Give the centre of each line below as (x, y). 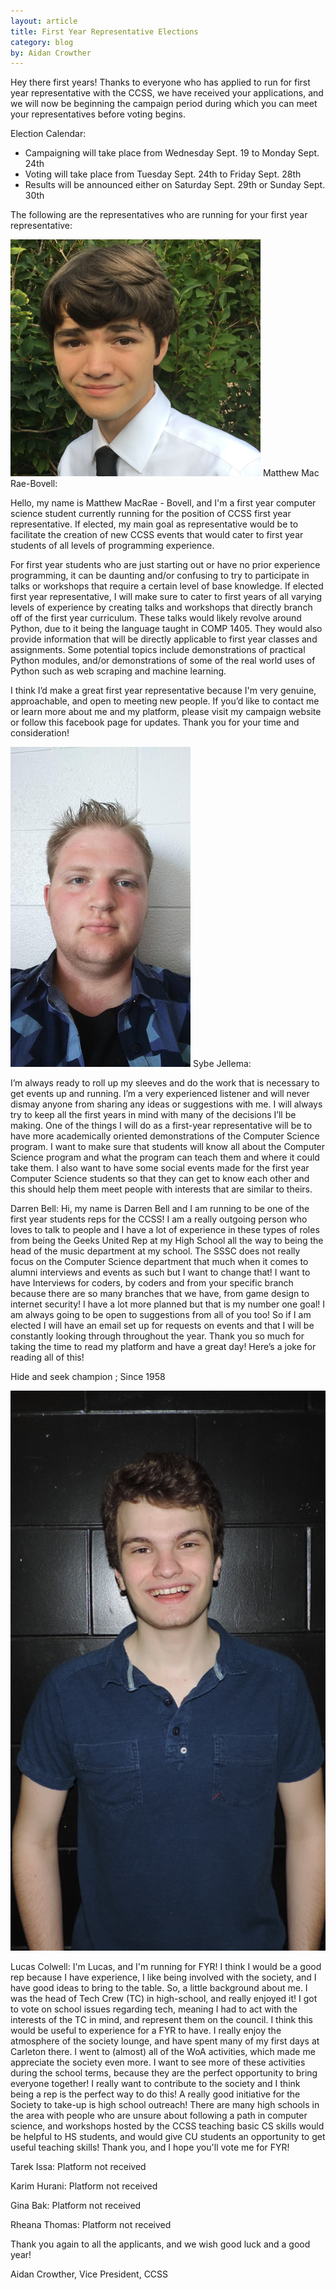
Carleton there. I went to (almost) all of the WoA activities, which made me (163, 2052)
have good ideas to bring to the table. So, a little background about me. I (159, 1988)
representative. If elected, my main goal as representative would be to (154, 524)
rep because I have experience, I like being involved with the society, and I (163, 1977)
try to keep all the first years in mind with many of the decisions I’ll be (153, 1115)
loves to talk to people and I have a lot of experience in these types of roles (165, 1230)
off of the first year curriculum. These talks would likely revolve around (156, 618)
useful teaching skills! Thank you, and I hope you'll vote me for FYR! (150, 2147)
